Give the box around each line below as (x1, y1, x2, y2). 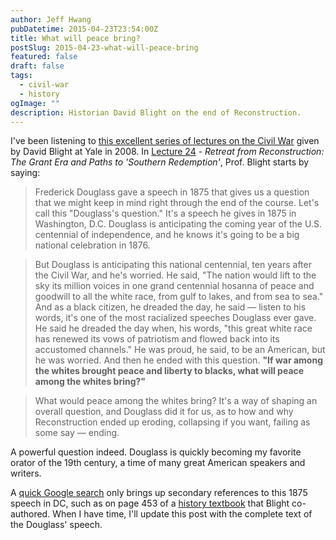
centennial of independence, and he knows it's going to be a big (34, 229, 300, 241)
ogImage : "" (10, 98, 60, 108)
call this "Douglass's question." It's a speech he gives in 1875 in (34, 207, 297, 220)
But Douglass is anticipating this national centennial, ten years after (34, 259, 312, 271)
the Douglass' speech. (10, 519, 103, 531)
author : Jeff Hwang (10, 14, 92, 25)
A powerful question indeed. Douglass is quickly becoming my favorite (10, 446, 302, 458)
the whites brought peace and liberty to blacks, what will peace (34, 365, 305, 377)
